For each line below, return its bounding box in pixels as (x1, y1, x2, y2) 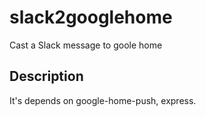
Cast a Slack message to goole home (9, 39, 163, 51)
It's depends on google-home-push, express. (9, 94, 197, 106)
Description (9, 68, 84, 85)
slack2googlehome (9, 6, 173, 29)
